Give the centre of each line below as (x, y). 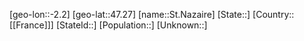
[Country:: (273, 14)
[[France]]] (31, 25)
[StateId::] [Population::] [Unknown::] (131, 25)
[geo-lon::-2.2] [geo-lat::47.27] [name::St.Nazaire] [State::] (130, 14)
